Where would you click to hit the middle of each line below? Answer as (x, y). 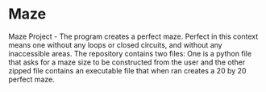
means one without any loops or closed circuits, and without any (116, 44)
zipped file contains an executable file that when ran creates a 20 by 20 (127, 70)
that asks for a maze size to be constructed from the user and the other (127, 62)
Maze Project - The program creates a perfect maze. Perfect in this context (133, 36)
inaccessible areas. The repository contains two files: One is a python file (130, 53)
